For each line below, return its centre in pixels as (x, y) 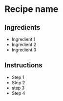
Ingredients (22, 27)
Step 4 (18, 93)
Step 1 (18, 77)
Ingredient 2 (24, 45)
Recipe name (31, 9)
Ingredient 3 (24, 50)
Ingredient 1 (23, 39)
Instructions (23, 65)
